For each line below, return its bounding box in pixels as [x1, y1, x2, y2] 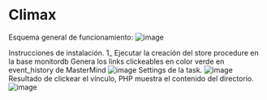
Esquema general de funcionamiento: [8, 32, 134, 42]
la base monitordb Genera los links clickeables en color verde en [8, 56, 225, 66]
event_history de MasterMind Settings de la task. [8, 65, 203, 74]
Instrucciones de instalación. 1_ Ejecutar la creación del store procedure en [8, 48, 259, 57]
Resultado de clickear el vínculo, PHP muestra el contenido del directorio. [8, 73, 254, 83]
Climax [8, 6, 57, 24]
